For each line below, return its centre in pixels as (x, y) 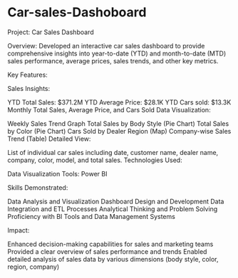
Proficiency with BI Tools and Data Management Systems (92, 216)
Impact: (19, 230)
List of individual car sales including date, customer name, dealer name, (113, 152)
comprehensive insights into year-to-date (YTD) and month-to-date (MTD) (117, 53)
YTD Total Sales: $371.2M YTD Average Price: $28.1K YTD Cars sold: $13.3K (119, 102)
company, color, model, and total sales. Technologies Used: (95, 160)
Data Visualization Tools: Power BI (57, 173)
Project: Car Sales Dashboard (51, 32)
